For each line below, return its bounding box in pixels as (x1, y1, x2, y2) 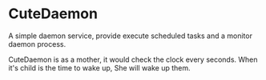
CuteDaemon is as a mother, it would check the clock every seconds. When (8, 55, 258, 64)
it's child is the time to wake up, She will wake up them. (8, 63, 191, 72)
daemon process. (8, 39, 66, 48)
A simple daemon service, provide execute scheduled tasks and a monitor (8, 31, 252, 40)
